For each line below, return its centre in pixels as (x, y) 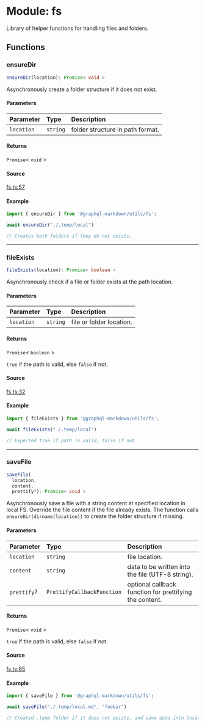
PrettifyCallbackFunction (84, 592)
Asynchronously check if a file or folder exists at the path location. (90, 282)
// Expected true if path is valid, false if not (71, 440)
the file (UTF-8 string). (160, 574)
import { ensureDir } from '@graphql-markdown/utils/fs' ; (81, 214)
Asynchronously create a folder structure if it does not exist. (82, 89)
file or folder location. (102, 322)
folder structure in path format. (115, 130)
